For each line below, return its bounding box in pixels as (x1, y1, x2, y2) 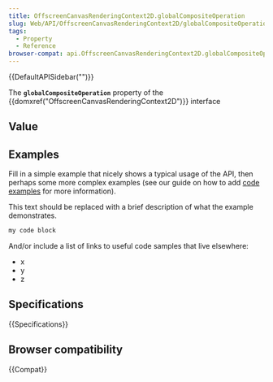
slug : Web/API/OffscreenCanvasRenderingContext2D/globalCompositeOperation (8, 20, 271, 28)
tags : (8, 27, 27, 35)
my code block (8, 227, 57, 235)
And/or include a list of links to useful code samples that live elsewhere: (8, 241, 249, 251)
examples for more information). (8, 186, 116, 196)
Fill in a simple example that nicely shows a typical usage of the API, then (8, 169, 253, 179)
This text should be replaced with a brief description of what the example (8, 202, 253, 212)
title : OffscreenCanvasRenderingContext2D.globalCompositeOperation (8, 11, 245, 20)
